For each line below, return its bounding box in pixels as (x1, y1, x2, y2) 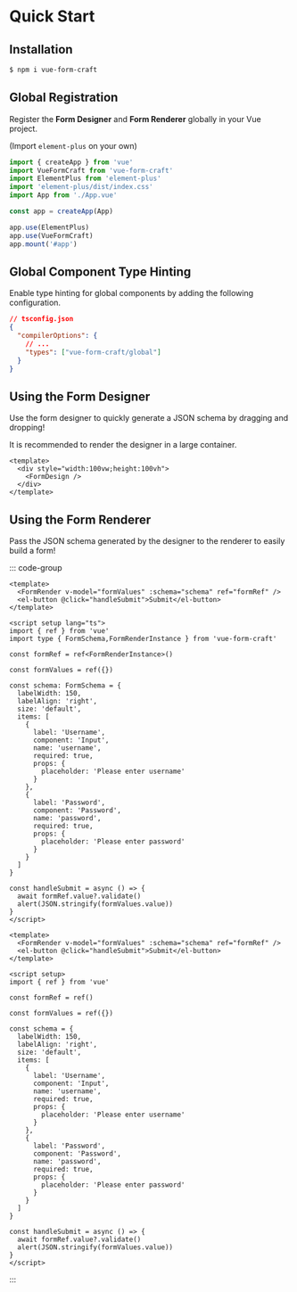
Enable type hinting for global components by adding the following (9, 288, 254, 299)
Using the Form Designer (9, 389, 151, 404)
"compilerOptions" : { (17, 332, 98, 341)
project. (9, 123, 38, 134)
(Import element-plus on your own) (9, 140, 138, 151)
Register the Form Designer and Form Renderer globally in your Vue (9, 113, 261, 124)
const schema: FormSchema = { (9, 681, 122, 690)
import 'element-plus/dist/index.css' (9, 183, 153, 192)
